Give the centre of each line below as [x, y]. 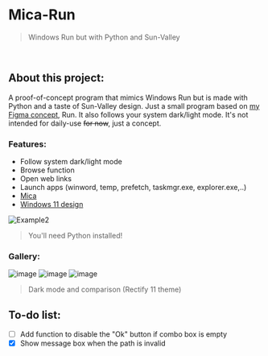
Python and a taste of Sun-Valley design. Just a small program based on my [134, 106]
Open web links [46, 179]
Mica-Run [42, 15]
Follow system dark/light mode [71, 162]
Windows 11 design [52, 205]
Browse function [47, 170]
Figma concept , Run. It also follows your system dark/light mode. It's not [128, 114]
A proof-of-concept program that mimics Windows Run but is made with [128, 97]
